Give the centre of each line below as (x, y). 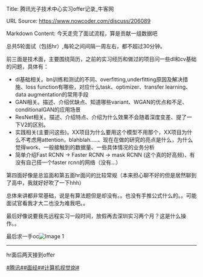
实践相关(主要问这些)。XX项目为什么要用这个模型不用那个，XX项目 (98, 132)
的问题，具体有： (27, 66)
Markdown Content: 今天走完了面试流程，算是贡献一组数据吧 (82, 33)
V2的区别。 (34, 125)
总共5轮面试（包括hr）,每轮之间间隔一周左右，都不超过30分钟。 (86, 46)
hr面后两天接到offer (31, 255)
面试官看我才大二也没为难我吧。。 (47, 203)
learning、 (178, 87)
